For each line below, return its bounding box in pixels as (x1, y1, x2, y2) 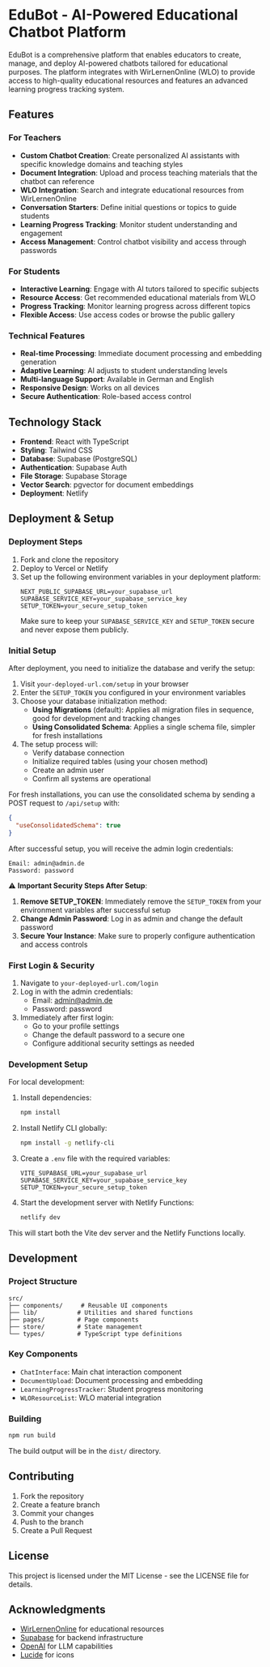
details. (8, 1579, 33, 1589)
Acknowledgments (8, 1603, 107, 1617)
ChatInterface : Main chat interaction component (19, 1367, 182, 1377)
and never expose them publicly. (19, 625, 129, 634)
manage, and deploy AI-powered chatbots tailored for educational (8, 58, 229, 68)
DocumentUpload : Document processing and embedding (19, 1375, 204, 1385)
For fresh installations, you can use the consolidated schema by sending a (8, 789, 255, 800)
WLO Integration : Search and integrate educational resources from (19, 185, 244, 195)
